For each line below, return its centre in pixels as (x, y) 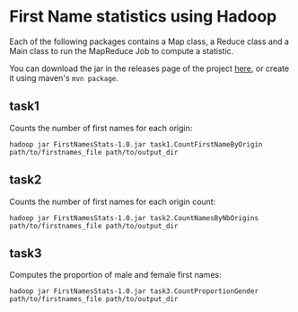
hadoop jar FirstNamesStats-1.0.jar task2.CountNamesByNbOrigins (134, 218)
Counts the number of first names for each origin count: (113, 201)
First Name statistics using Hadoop (143, 17)
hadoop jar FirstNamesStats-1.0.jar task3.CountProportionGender (134, 291)
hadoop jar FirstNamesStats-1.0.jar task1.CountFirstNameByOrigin (136, 144)
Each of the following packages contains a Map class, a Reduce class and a (149, 41)
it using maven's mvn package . (64, 77)
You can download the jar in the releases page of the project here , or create (149, 68)
